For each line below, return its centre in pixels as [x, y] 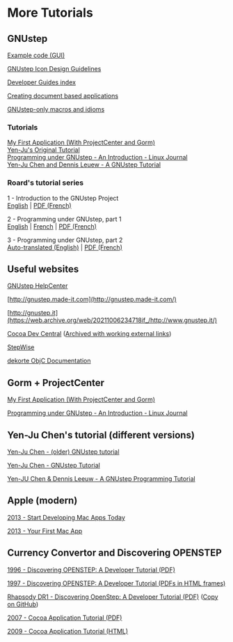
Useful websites [43, 269]
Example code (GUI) [36, 55]
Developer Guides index [42, 82]
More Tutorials [50, 13]
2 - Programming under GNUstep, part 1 [64, 219]
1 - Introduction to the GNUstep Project [63, 198]
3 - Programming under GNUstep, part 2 [65, 240]
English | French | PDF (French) [52, 226]
